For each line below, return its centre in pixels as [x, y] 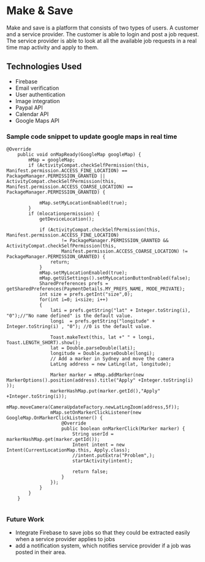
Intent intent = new [98, 445]
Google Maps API [37, 120]
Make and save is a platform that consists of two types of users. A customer [103, 28]
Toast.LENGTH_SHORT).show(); [44, 343]
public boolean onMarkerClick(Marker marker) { [123, 429]
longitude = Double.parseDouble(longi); [102, 354]
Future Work [25, 519]
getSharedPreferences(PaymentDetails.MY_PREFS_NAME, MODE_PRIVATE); [96, 289]
